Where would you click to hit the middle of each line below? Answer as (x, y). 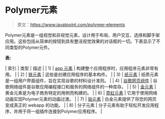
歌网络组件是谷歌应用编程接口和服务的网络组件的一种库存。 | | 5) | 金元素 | (81, 87)
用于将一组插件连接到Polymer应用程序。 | (60, 111)
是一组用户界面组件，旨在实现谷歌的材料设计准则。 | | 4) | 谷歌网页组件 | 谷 (81, 80)
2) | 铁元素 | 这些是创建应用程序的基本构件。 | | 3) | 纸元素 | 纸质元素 (89, 74)
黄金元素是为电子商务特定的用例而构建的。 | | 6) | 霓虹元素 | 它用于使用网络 (81, 93)
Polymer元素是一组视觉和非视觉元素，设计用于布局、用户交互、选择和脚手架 (82, 35)
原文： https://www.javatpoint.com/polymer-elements (71, 25)
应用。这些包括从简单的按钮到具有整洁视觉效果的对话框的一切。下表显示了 (81, 41)
